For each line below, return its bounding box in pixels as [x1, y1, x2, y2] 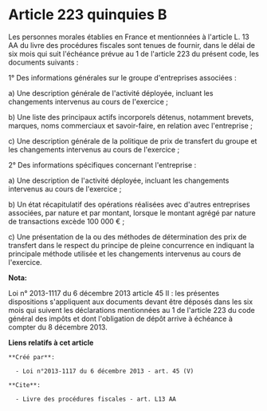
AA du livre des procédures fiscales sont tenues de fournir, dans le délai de [8, 40, 255, 49]
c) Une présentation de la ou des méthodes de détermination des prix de [8, 231, 247, 241]
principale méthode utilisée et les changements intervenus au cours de [8, 249, 241, 259]
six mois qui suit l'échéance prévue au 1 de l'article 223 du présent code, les [8, 49, 259, 58]
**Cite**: [8, 381, 41, 389]
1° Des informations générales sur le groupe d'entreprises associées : [8, 73, 237, 82]
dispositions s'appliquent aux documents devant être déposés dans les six [8, 297, 253, 306]
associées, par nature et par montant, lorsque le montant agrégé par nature [8, 207, 257, 217]
